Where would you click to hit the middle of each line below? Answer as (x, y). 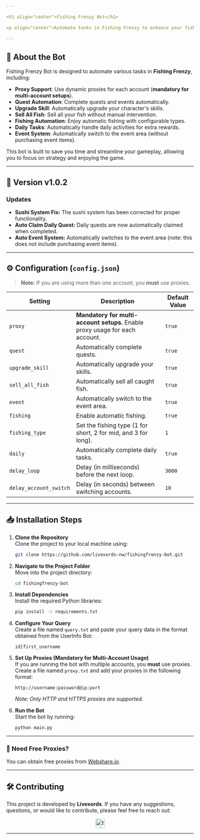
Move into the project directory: (54, 572)
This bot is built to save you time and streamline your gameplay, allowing (95, 152)
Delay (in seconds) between (115, 484)
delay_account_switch (40, 488)
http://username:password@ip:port (57, 688)
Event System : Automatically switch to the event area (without (91, 134)
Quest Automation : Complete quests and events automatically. (92, 102)
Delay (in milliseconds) (108, 467)
